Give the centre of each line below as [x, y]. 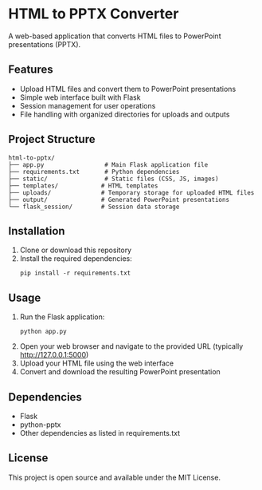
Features [31, 70]
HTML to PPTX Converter [94, 14]
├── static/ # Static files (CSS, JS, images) [113, 179]
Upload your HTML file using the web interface [96, 363]
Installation [37, 231]
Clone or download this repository [76, 250]
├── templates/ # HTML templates [83, 186]
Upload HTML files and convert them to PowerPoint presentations [128, 89]
